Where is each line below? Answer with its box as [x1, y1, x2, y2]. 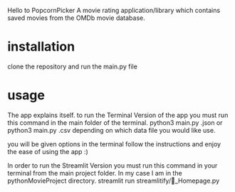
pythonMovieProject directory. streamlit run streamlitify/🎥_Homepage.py [7, 176, 219, 185]
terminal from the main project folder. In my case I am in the [7, 168, 183, 177]
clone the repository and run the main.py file [7, 62, 137, 71]
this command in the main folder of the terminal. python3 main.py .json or [7, 118, 223, 127]
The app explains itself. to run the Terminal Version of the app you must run [7, 111, 229, 119]
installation [7, 39, 75, 55]
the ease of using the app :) [7, 147, 89, 156]
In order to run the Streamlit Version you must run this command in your [7, 161, 218, 170]
